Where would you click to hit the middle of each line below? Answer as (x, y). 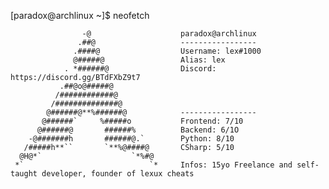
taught (24, 174)
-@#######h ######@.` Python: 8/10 (131, 139)
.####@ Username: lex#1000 (167, 51)
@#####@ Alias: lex (149, 60)
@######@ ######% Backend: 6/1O (138, 130)
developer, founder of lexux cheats (118, 174)
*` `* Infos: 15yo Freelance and (153, 165)
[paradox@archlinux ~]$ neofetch (80, 15)
